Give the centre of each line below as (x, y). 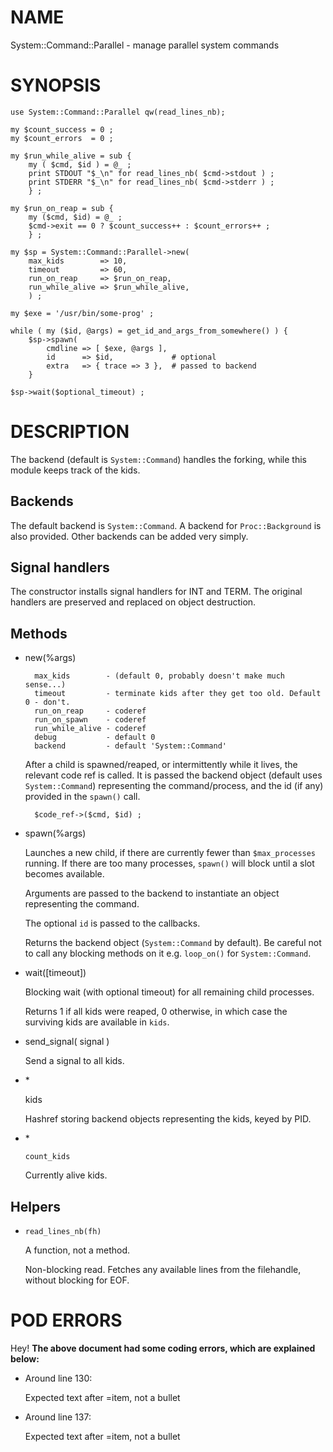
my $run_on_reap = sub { (62, 208)
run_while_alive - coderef (90, 729)
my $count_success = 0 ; (62, 129)
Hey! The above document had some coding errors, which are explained (163, 1348)
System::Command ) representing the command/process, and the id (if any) (174, 786)
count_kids (47, 1157)
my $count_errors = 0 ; (62, 138)
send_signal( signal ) (67, 1042)
